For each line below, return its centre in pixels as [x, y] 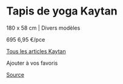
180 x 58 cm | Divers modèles [43, 28]
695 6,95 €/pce [26, 39]
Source [15, 74]
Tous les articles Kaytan [36, 51]
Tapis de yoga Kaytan [62, 11]
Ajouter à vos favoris [32, 63]
